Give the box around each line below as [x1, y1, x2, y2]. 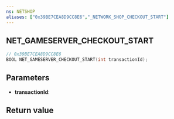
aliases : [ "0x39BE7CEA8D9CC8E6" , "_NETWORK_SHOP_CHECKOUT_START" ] [6, 14, 169, 20]
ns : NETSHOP [6, 8, 35, 15]
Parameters [6, 73, 50, 83]
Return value [6, 106, 54, 115]
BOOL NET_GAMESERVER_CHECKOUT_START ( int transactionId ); [6, 57, 148, 63]
